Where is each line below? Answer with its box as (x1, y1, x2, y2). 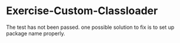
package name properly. (6, 29, 66, 37)
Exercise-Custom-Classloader (6, 4, 158, 18)
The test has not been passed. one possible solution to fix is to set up (6, 24, 175, 31)
